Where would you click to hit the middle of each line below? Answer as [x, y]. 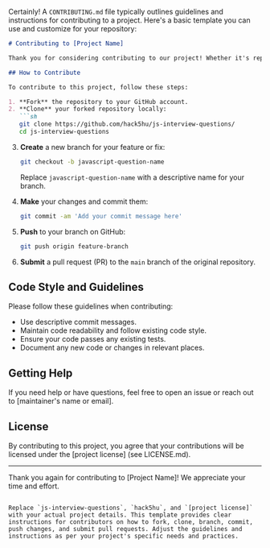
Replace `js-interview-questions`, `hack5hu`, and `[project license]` [131, 508]
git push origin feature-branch [74, 246]
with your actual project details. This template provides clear [120, 515]
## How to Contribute [45, 73]
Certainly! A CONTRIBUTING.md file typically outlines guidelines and [116, 12]
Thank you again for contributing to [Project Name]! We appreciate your [127, 477]
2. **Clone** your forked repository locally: [88, 109]
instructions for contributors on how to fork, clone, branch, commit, [131, 522]
